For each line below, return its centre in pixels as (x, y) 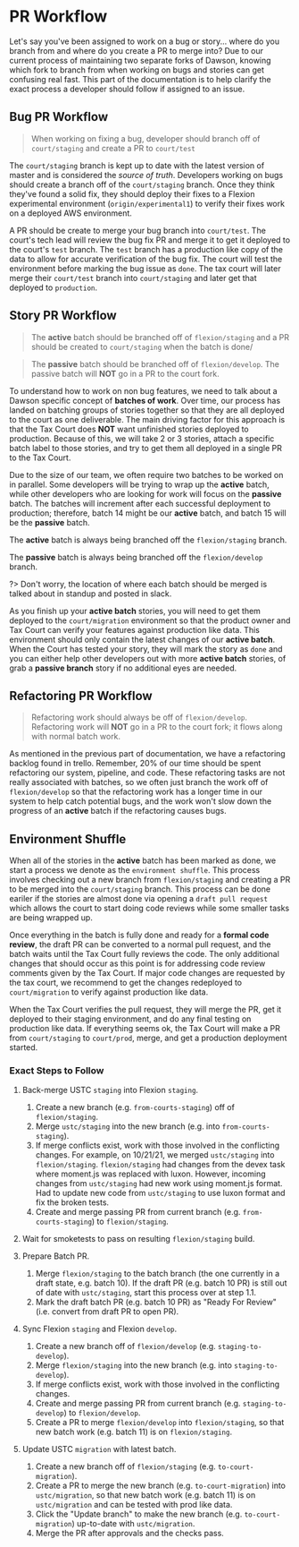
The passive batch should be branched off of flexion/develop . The (155, 363)
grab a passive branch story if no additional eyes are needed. (123, 668)
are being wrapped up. (51, 918)
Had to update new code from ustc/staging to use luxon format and (160, 1193)
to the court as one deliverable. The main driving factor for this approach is (147, 419)
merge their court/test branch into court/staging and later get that (133, 278)
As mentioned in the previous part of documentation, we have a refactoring (147, 754)
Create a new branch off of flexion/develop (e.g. (125, 1346)
